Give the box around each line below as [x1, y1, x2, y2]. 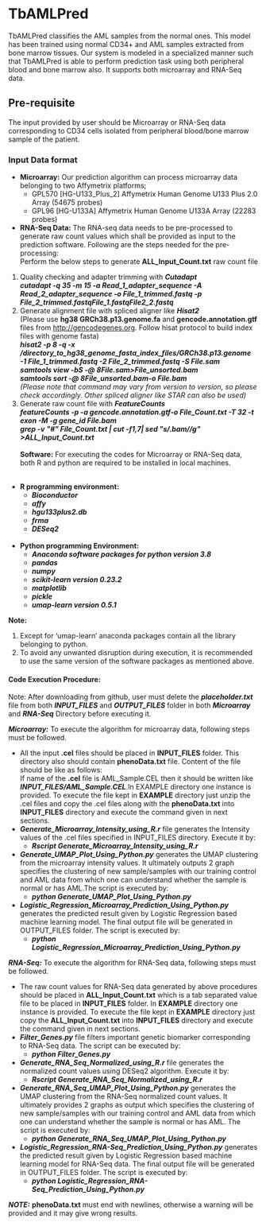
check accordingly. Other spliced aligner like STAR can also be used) [19, 390, 247, 400]
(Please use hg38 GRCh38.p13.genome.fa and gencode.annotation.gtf [19, 315, 258, 324]
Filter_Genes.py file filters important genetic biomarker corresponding [19, 1033, 251, 1042]
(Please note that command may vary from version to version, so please [19, 382, 257, 392]
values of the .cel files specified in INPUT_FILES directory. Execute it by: [19, 832, 256, 843]
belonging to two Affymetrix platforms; [19, 180, 147, 191]
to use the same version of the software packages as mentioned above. [19, 657, 255, 666]
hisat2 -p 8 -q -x [19, 339, 75, 350]
